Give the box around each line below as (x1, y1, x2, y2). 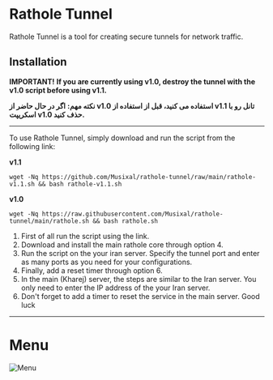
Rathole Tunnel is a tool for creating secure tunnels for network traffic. (9, 32, 244, 41)
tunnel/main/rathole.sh (9, 216, 90, 225)
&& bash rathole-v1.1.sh (38, 180, 122, 188)
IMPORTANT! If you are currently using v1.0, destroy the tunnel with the (9, 76, 256, 86)
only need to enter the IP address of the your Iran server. (20, 283, 211, 292)
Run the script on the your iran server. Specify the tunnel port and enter (20, 248, 260, 258)
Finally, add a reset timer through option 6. (20, 265, 163, 275)
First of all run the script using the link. (20, 231, 150, 241)
